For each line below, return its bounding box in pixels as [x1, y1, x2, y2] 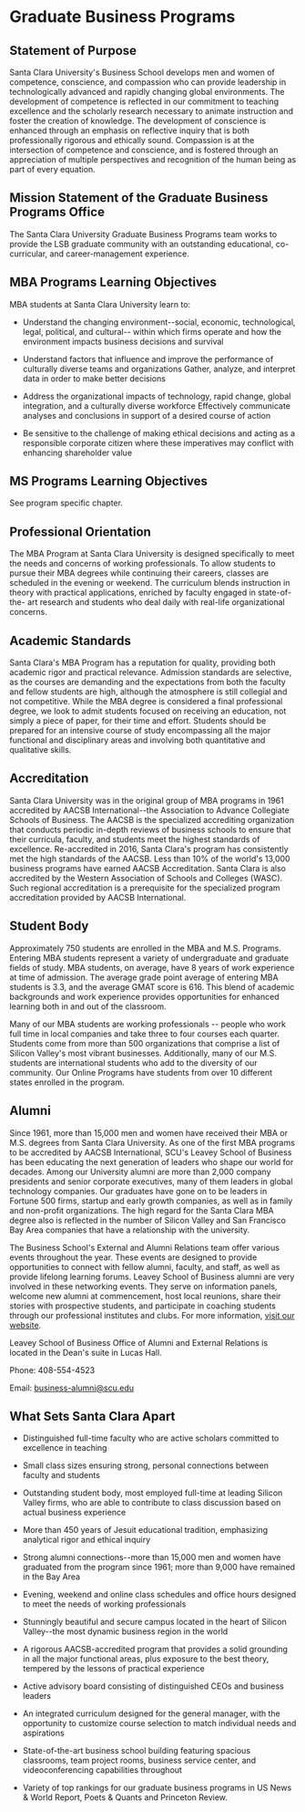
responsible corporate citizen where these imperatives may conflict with [22, 437, 294, 448]
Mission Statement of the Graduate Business [9, 190, 269, 206]
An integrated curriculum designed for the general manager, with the [22, 1708, 280, 1719]
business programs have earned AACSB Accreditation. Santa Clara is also [9, 862, 287, 873]
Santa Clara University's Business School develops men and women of [9, 67, 275, 78]
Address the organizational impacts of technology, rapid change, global [22, 391, 291, 401]
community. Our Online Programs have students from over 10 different [9, 1067, 273, 1078]
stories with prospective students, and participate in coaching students [9, 1300, 276, 1311]
